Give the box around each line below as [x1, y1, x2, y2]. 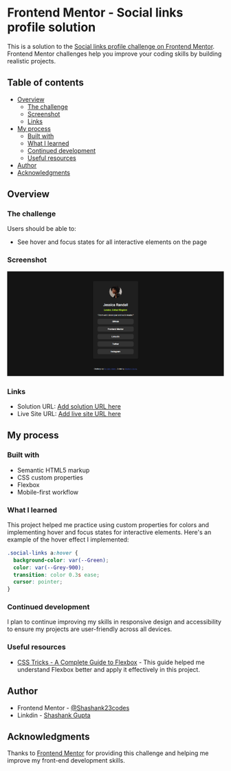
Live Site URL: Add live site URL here [16, 409, 122, 418]
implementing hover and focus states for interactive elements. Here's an [7, 528, 212, 536]
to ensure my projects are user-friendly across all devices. [7, 625, 173, 633]
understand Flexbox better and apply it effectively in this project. [16, 665, 201, 673]
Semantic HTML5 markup [16, 466, 90, 474]
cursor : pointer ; [13, 579, 63, 586]
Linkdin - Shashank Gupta [16, 711, 91, 719]
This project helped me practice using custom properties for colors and [7, 520, 210, 528]
